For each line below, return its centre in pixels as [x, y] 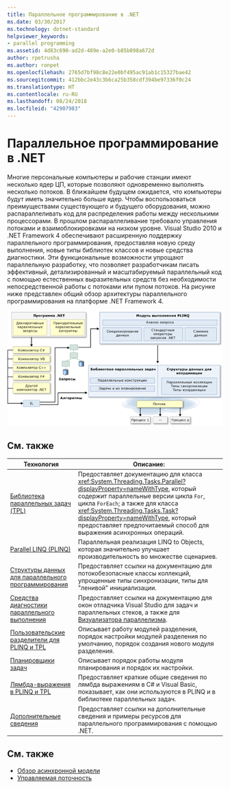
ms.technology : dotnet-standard [53, 29]
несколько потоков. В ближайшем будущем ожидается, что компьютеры [114, 192]
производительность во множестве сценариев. [148, 557]
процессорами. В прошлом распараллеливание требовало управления [112, 220]
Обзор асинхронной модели [59, 770]
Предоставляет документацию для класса [140, 474]
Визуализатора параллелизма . [123, 619]
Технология [41, 464]
